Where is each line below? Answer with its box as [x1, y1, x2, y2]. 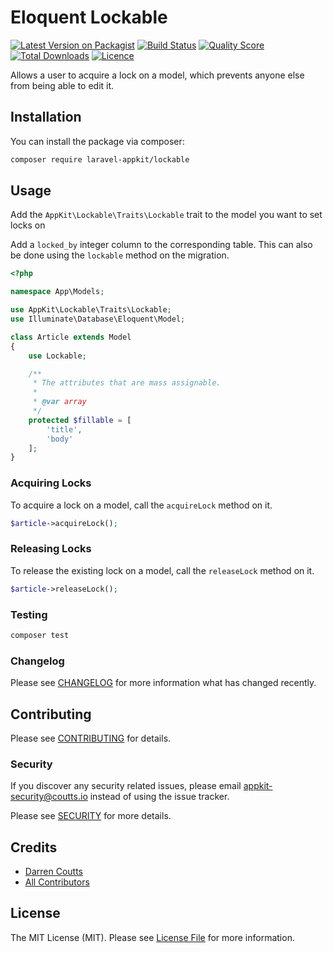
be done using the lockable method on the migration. [10, 249, 230, 261]
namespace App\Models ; [10, 287, 105, 297]
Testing [10, 607, 48, 621]
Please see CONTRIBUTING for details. [10, 732, 172, 744]
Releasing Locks [10, 542, 92, 556]
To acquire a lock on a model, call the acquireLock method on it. [10, 499, 273, 511]
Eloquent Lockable [10, 6, 168, 29]
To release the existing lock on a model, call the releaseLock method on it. [10, 564, 315, 576]
